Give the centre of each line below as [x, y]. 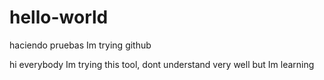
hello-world [59, 17]
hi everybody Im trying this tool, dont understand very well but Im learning [162, 64]
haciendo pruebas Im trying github [80, 45]
